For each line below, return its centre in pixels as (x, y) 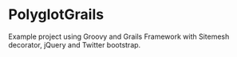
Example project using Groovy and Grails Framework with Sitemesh (119, 36)
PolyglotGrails (56, 15)
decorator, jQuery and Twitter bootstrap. (75, 44)
